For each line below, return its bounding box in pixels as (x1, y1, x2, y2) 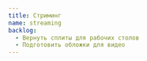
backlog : (8, 26, 37, 34)
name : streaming (8, 19, 62, 27)
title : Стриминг (8, 11, 62, 20)
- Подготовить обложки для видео (15, 41, 126, 49)
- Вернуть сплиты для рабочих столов (15, 33, 140, 42)
